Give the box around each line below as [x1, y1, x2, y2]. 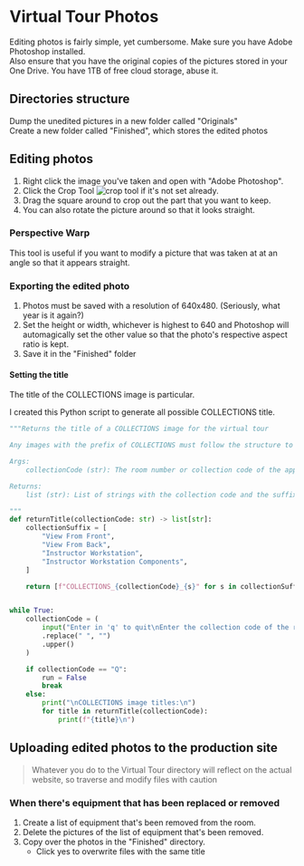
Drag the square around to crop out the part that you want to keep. [22, 195, 271, 206]
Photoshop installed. [9, 45, 86, 56]
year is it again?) [22, 310, 84, 321]
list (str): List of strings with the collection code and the [25, 490, 270, 499]
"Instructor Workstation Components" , [42, 557, 188, 566]
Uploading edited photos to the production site [9, 740, 278, 755]
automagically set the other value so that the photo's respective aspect [22, 329, 288, 341]
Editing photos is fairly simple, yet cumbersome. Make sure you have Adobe [9, 36, 293, 47]
